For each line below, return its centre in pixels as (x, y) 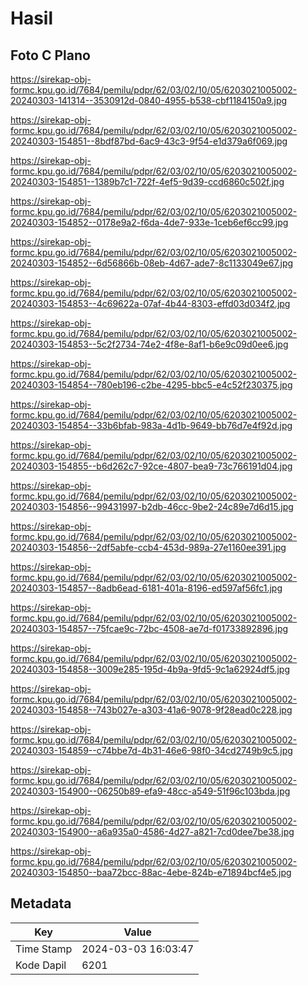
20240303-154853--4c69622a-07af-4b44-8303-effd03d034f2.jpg (150, 303)
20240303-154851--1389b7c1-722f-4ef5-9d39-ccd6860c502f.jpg (147, 181)
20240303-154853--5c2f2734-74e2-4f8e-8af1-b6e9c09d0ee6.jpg (149, 344)
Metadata (41, 903)
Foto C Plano (50, 55)
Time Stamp (44, 949)
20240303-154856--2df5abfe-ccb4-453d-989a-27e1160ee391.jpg (148, 547)
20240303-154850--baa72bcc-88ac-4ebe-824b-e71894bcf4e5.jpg (151, 872)
